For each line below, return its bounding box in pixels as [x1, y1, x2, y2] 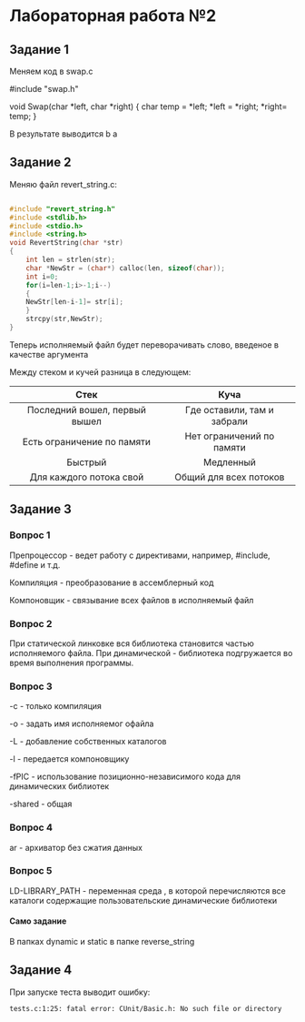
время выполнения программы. [9, 657, 134, 668]
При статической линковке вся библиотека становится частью [9, 638, 254, 649]
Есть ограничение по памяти [22, 435, 152, 448]
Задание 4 [9, 962, 73, 978]
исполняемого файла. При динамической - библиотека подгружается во [9, 647, 293, 658]
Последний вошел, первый [26, 403, 147, 416]
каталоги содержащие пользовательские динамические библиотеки [9, 895, 278, 906]
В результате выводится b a [9, 128, 118, 139]
